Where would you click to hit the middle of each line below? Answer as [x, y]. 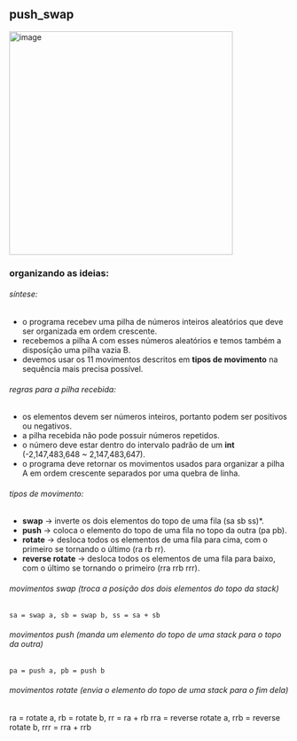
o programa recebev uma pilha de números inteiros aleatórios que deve [152, 321]
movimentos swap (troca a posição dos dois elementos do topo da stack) [144, 588]
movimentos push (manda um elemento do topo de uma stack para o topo [145, 635]
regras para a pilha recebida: [63, 389]
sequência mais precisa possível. [82, 368]
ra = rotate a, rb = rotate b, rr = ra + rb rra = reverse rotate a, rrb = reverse [145, 717]
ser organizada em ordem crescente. [90, 331]
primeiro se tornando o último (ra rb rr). [94, 549]
